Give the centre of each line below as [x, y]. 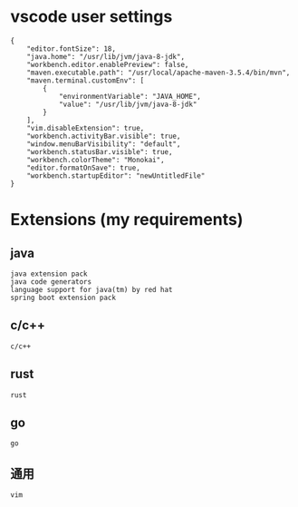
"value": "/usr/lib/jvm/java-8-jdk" [128, 104]
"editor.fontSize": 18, [72, 49]
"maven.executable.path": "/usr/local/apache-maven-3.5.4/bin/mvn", [159, 73]
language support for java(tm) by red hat [91, 289]
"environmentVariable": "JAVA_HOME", [130, 96]
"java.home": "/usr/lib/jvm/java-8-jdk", [106, 56]
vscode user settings [91, 17]
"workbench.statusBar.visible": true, [100, 151]
